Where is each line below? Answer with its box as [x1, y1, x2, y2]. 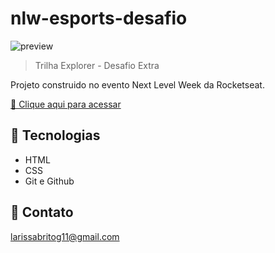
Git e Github [24, 175, 75, 187]
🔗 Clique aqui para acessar [10, 98, 122, 110]
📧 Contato [10, 204, 74, 221]
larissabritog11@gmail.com [10, 230, 120, 242]
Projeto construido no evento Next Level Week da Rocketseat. [10, 78, 265, 91]
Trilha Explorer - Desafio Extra [34, 59, 160, 71]
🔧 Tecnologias [10, 127, 101, 144]
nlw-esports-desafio [10, 7, 188, 30]
